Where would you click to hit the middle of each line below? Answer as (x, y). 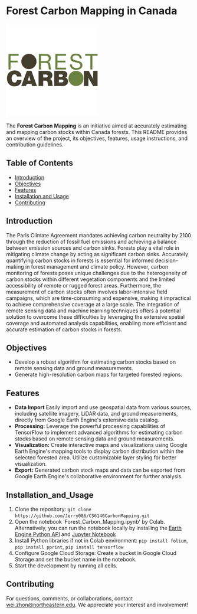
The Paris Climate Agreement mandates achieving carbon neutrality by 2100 (99, 235)
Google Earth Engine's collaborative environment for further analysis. (98, 476)
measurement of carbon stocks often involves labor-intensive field (87, 292)
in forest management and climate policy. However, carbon (97, 266)
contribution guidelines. (35, 144)
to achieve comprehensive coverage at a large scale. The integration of (93, 304)
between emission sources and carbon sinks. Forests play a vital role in (93, 248)
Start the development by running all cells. (66, 566)
